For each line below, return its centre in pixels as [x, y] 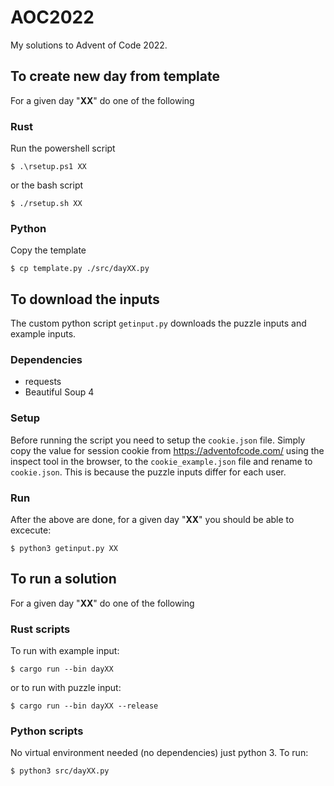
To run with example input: [65, 651]
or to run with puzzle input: [66, 688]
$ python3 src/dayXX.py [60, 771]
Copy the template [48, 250]
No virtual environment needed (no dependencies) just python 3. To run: [159, 753]
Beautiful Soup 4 [59, 392]
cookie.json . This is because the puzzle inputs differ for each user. [148, 472]
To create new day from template [115, 76]
